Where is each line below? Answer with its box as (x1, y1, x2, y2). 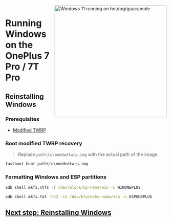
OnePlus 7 (5, 50, 50, 62)
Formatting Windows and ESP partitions (5, 173, 106, 181)
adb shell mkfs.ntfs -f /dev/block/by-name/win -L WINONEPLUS (5, 185, 141, 190)
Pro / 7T (5, 61, 39, 73)
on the (5, 39, 33, 51)
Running (5, 17, 42, 29)
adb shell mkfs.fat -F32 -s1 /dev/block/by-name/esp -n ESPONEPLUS (5, 194, 153, 199)
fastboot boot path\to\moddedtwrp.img (5, 161, 88, 167)
